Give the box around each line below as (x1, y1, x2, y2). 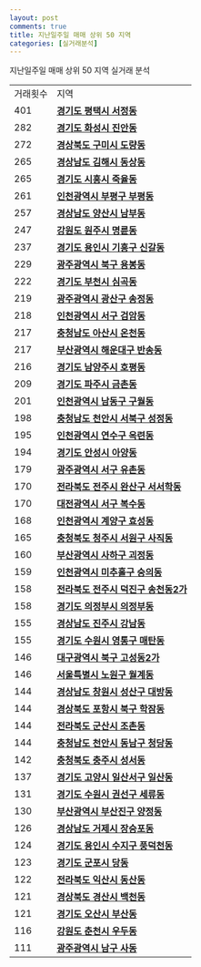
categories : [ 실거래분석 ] (9, 38, 98, 48)
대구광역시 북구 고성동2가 (55, 652, 160, 664)
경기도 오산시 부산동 (55, 908, 137, 921)
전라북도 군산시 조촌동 (55, 720, 146, 733)
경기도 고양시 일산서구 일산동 (55, 771, 174, 784)
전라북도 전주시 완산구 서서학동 (55, 480, 182, 493)
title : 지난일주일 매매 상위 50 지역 (9, 30, 132, 39)
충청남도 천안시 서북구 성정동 (55, 412, 174, 425)
